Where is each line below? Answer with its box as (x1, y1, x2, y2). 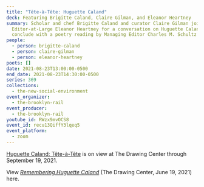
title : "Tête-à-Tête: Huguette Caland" (6, 9, 107, 15)
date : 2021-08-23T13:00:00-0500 (6, 65, 88, 72)
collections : (6, 83, 39, 89)
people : (6, 37, 26, 43)
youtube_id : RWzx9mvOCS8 (6, 116, 69, 122)
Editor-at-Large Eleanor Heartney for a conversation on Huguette (12, 26, 183, 32)
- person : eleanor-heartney (12, 54, 83, 60)
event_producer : (6, 105, 47, 111)
